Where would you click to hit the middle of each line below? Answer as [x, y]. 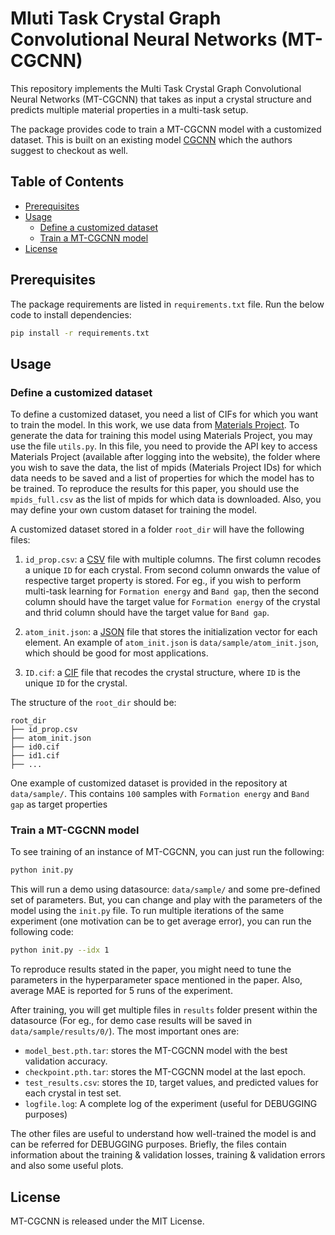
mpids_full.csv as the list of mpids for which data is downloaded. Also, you [166, 499]
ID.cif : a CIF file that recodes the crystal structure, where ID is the [162, 673]
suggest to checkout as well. [69, 150]
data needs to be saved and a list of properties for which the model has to [162, 478]
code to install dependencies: [71, 314]
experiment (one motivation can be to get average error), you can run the [161, 921]
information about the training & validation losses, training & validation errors [168, 1155]
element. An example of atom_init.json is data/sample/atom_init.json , [171, 643]
